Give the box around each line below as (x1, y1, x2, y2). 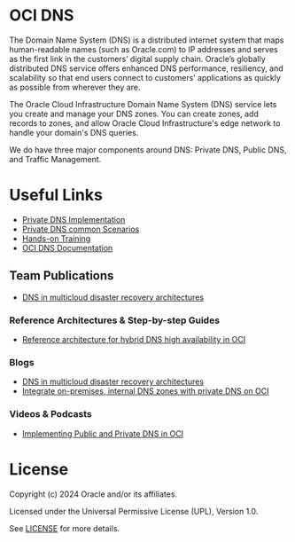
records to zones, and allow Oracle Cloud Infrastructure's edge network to (9, 117, 281, 129)
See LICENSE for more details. (9, 522, 120, 533)
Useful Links (9, 185, 104, 205)
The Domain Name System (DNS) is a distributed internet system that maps (9, 35, 284, 45)
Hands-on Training (21, 232, 91, 244)
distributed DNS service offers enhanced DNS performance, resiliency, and (9, 63, 283, 74)
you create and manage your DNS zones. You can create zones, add (9, 108, 259, 119)
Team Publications (9, 268, 114, 284)
